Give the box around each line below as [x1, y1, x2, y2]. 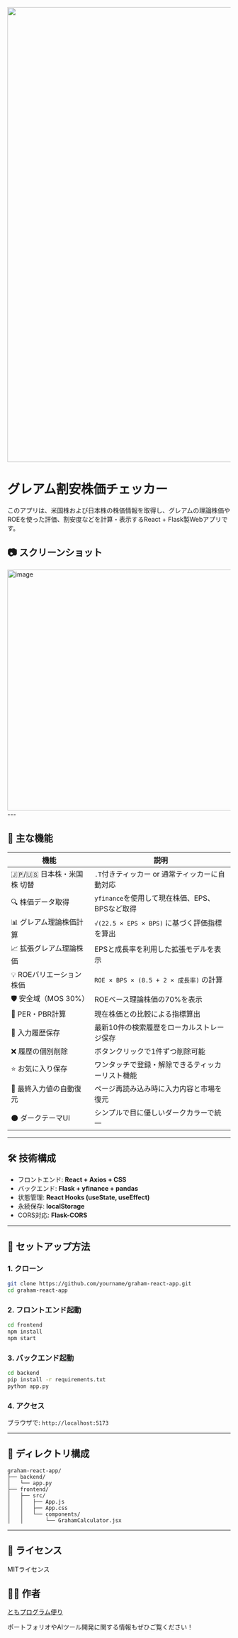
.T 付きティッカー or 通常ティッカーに [94, 869, 218, 879]
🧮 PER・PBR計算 [11, 1009, 66, 1019]
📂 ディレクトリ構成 [7, 1447, 90, 1460]
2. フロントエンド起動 [7, 1305, 81, 1315]
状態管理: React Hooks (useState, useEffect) [17, 1193, 150, 1201]
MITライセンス [7, 1565, 50, 1573]
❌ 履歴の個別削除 [11, 1046, 69, 1056]
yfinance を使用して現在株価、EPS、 [94, 893, 215, 903]
